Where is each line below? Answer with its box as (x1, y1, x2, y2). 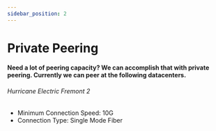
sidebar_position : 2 (7, 10, 68, 17)
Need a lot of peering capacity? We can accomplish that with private (7, 63, 210, 72)
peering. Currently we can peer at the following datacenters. (7, 71, 187, 79)
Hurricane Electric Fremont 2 (7, 87, 91, 95)
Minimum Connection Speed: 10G (17, 109, 114, 117)
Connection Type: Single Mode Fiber (17, 116, 123, 124)
